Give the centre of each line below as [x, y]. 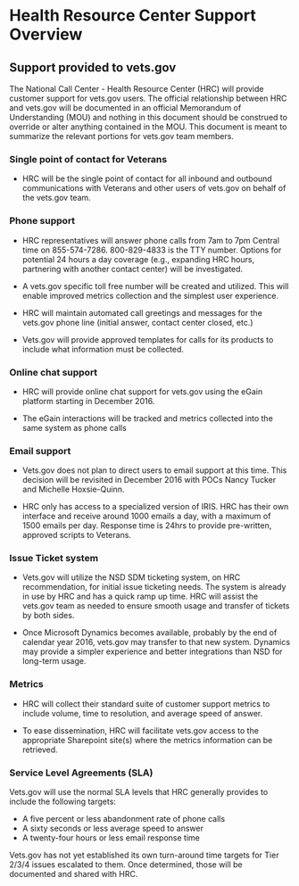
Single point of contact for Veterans [88, 159]
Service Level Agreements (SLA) [81, 773]
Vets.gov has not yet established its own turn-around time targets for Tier [144, 855]
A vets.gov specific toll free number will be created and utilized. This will [155, 286]
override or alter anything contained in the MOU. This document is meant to [148, 127]
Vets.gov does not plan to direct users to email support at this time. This [154, 470]
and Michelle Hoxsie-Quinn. [73, 489]
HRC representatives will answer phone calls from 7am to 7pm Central [150, 240]
